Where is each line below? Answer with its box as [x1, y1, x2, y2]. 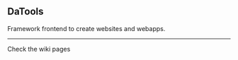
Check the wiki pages [7, 44, 71, 53]
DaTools [7, 6, 44, 18]
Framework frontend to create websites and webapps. [7, 24, 166, 32]
